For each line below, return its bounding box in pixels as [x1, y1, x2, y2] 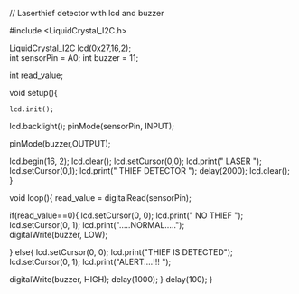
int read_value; [9, 70, 63, 81]
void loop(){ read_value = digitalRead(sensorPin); [9, 193, 192, 203]
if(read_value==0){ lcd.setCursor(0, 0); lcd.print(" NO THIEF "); [9, 210, 244, 221]
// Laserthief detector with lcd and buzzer [9, 8, 164, 18]
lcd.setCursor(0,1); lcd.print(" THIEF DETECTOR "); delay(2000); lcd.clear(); [9, 166, 291, 175]
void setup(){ [9, 88, 59, 98]
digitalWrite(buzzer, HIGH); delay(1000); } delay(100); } [9, 274, 214, 284]
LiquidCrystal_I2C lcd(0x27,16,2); [9, 43, 132, 53]
